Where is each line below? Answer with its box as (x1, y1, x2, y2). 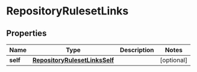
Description (119, 46, 155, 54)
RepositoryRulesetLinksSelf (32, 56, 114, 64)
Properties (6, 28, 47, 38)
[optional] (160, 56, 188, 64)
